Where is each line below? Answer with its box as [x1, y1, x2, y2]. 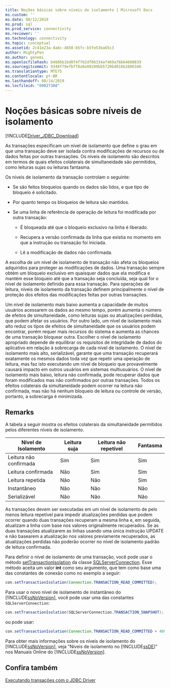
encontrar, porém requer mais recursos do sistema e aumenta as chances [5, 328, 159, 335]
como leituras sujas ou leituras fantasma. [5, 164, 91, 170]
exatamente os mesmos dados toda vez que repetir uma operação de [5, 355, 150, 362]
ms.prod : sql [5, 21, 33, 27]
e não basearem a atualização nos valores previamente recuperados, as [5, 533, 155, 540]
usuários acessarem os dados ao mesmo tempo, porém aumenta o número [5, 307, 162, 313]
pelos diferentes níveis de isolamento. [5, 427, 84, 433]
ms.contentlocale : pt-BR [5, 74, 58, 79]
